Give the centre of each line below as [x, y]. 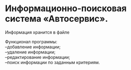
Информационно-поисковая [66, 9]
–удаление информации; [30, 52]
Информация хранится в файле [37, 32]
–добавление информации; [33, 47]
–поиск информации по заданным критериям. [52, 62]
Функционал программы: [31, 41]
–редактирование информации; [38, 57]
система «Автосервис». [57, 19]
